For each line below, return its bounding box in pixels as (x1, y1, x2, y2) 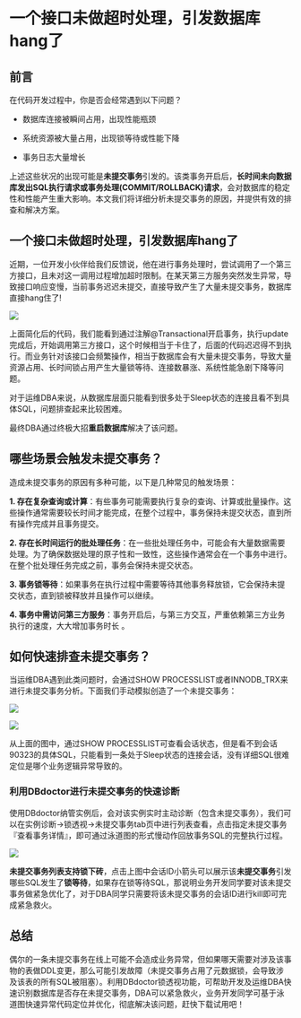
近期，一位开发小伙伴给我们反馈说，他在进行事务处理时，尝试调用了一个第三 (9, 258, 292, 269)
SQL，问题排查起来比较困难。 (16, 403, 127, 413)
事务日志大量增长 (21, 152, 86, 162)
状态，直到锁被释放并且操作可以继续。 (16, 589, 159, 601)
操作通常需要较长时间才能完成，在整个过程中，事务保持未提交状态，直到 (16, 507, 284, 518)
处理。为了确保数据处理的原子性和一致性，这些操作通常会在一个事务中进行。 (9, 548, 292, 559)
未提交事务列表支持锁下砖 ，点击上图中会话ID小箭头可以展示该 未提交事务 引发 (9, 866, 292, 876)
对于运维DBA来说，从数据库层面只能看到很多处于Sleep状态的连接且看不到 (9, 392, 282, 403)
